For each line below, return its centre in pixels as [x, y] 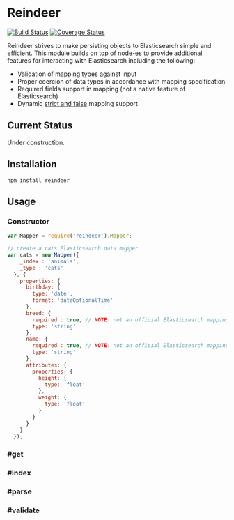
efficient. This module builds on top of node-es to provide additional [105, 53]
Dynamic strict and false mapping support [77, 103]
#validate [24, 510]
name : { [37, 339]
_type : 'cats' [42, 268]
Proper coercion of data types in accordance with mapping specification [121, 81]
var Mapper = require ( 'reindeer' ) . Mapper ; [70, 236]
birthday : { [43, 287]
